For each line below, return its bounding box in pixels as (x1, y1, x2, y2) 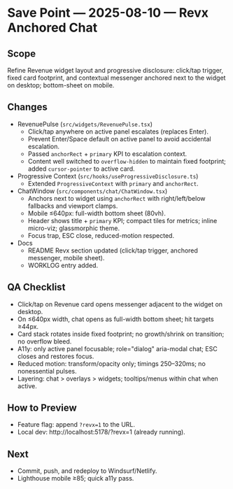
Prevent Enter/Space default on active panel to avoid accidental (27, 134, 211, 143)
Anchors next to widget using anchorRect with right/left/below (27, 194, 206, 202)
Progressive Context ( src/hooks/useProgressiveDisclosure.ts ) (17, 171, 199, 180)
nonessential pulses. (17, 367, 77, 375)
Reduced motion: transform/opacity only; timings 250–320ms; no (17, 359, 206, 368)
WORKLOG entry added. (27, 261, 99, 269)
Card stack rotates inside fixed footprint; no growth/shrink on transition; (17, 329, 225, 338)
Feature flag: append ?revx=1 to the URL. (17, 420, 135, 429)
